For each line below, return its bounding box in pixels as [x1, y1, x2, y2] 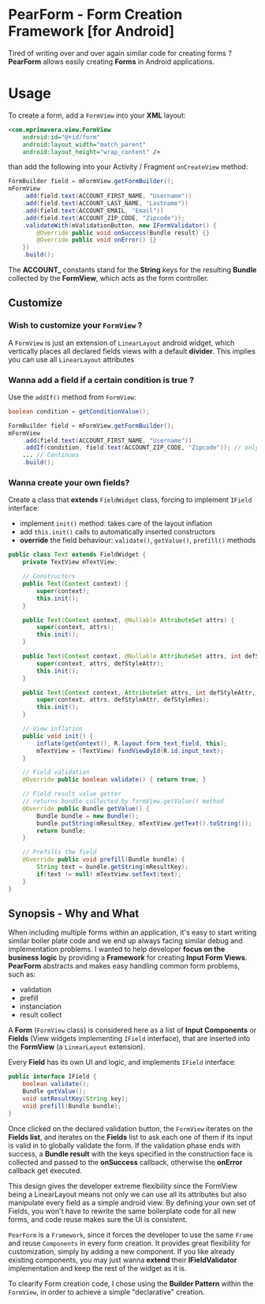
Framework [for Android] [8, 22, 175, 40]
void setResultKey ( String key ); [22, 1095, 129, 1103]
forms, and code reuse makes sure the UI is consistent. [8, 1214, 188, 1224]
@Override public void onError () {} [36, 236, 157, 244]
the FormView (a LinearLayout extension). [8, 1042, 146, 1051]
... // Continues [22, 452, 80, 459]
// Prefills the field [22, 849, 97, 856]
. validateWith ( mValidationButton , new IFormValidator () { [22, 221, 217, 230]
